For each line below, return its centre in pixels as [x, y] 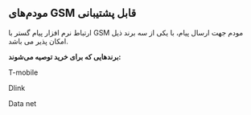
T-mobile [23, 72]
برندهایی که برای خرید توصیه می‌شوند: [65, 56]
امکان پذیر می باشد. [38, 41]
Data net [23, 103]
